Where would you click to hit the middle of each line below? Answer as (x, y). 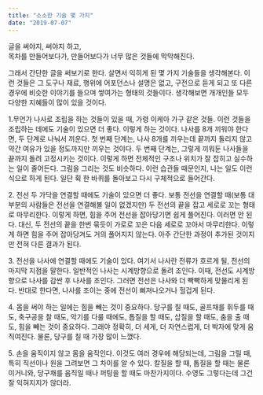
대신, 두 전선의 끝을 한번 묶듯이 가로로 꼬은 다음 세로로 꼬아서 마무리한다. (129, 224)
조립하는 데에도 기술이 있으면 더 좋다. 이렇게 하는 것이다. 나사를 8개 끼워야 (121, 129)
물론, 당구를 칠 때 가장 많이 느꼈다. (89, 336)
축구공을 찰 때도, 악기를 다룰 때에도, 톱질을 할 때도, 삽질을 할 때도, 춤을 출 (130, 316)
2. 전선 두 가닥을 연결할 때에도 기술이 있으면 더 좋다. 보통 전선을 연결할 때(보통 (128, 194)
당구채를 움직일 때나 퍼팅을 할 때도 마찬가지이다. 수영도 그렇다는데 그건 (145, 373)
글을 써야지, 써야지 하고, (45, 46)
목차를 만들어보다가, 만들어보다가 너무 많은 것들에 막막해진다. (101, 56)
